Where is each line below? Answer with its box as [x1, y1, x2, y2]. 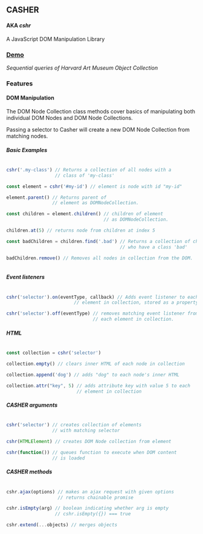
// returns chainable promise [57, 494, 134, 501]
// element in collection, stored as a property [73, 299, 199, 305]
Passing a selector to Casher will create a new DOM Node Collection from [6, 126, 190, 133]
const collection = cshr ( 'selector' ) [6, 350, 101, 356]
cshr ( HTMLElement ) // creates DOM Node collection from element [6, 439, 172, 445]
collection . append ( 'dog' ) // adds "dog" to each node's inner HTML [6, 372, 180, 378]
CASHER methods [6, 468, 53, 475]
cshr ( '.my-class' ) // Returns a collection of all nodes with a [6, 167, 172, 173]
